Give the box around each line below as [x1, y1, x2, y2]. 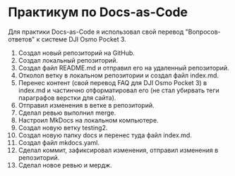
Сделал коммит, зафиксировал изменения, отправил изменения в [18, 146, 219, 154]
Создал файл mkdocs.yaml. [18, 138, 100, 146]
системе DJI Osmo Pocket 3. [41, 34, 126, 43]
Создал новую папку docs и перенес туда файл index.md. [18, 131, 193, 139]
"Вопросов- [185, 27, 221, 36]
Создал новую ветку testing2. [18, 123, 108, 132]
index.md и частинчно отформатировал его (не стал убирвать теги [18, 86, 219, 94]
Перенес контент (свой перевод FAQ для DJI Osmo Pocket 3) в [18, 78, 207, 87]
